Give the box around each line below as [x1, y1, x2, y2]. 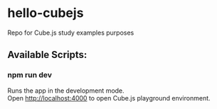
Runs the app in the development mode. [7, 86, 125, 95]
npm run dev [7, 70, 52, 80]
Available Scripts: [7, 49, 88, 61]
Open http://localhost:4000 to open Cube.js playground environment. [7, 93, 211, 102]
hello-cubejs [7, 5, 84, 21]
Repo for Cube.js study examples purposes [7, 28, 134, 37]
